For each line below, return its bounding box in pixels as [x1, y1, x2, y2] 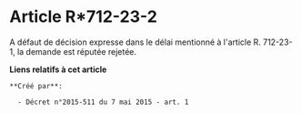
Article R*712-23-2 [9, 6, 157, 27]
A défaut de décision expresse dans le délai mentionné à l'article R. [9, 36, 262, 47]
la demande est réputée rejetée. [16, 46, 137, 57]
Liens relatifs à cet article [9, 64, 107, 75]
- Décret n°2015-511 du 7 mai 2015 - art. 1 [17, 98, 189, 107]
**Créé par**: [9, 81, 64, 90]
